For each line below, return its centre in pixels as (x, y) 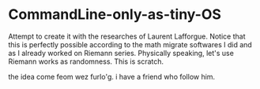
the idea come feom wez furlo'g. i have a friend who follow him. (112, 76)
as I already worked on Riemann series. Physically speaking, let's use (121, 53)
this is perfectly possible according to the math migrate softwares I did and (130, 44)
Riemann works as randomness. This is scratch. (86, 61)
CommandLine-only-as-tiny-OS (115, 15)
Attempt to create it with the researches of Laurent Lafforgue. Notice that (127, 36)
